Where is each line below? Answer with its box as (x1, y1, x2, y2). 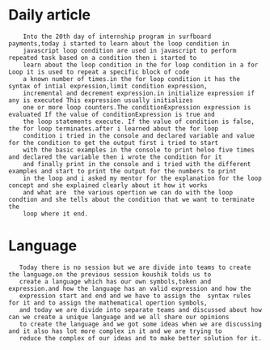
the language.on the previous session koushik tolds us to (8, 270, 212, 279)
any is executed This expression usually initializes (8, 96, 194, 105)
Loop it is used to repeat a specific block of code (8, 67, 190, 76)
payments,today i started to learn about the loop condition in (8, 39, 230, 48)
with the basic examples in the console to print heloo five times (23, 146, 255, 154)
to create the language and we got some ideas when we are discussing (19, 320, 263, 328)
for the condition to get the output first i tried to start (8, 139, 219, 147)
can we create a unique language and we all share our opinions (8, 313, 230, 321)
